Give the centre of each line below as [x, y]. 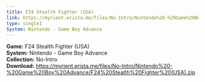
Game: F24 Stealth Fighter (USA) [48, 47]
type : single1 [24, 23]
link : [13, 18]
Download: [20, 66]
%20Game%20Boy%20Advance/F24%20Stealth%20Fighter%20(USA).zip [101, 73]
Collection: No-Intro [32, 59]
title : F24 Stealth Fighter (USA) [50, 12]
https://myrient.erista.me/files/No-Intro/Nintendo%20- [104, 66]
